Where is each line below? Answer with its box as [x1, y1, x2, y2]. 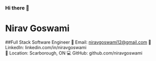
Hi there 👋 [5, 4, 30, 11]
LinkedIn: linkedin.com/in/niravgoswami [5, 44, 87, 50]
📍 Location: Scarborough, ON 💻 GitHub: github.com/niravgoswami [5, 50, 143, 56]
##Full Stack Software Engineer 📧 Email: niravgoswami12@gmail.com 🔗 [5, 39, 152, 45]
